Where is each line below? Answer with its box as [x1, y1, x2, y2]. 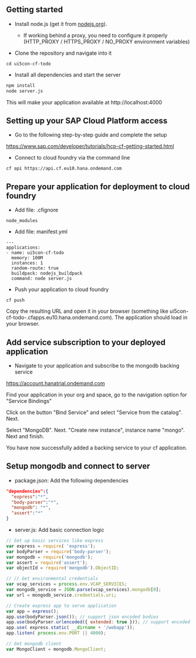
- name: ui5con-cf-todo [6, 250, 65, 256]
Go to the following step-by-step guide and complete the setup [14, 131, 167, 138]
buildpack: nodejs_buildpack [11, 270, 83, 276]
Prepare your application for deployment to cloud [6, 181, 190, 191]
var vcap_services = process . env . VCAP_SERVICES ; [6, 581, 127, 587]
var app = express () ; [6, 608, 59, 614]
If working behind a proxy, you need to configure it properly [23, 32, 168, 39]
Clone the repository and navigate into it [14, 49, 112, 57]
